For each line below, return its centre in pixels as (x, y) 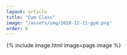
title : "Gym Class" (31, 17)
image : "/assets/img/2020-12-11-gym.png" (59, 23)
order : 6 (17, 28)
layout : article (27, 12)
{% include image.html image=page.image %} (64, 45)
